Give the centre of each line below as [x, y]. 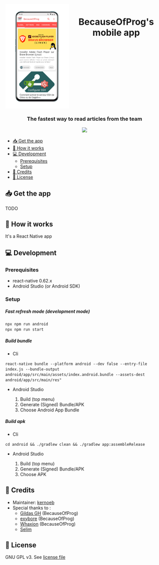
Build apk [15, 421]
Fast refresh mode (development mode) [48, 311]
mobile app [116, 33]
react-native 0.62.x [32, 281]
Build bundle [19, 341]
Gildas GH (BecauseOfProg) [49, 513]
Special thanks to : [32, 508]
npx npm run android [27, 324]
